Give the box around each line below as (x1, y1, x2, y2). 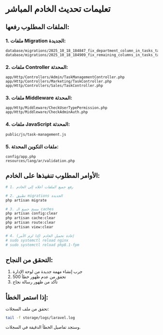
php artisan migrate (5, 198, 47, 202)
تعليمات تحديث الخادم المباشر (5, 3, 111, 15)
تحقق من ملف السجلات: (5, 306, 49, 312)
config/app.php (5, 154, 36, 159)
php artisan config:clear (5, 211, 58, 216)
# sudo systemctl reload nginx (5, 238, 69, 243)
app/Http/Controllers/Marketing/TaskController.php (5, 79, 112, 84)
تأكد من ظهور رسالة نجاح (12, 279, 58, 285)
